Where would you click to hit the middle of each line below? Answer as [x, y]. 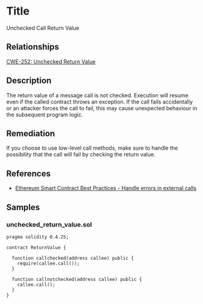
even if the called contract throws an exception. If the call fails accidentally [100, 102]
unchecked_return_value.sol [49, 224]
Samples [23, 207]
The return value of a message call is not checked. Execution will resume [98, 95]
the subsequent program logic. [45, 114]
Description [29, 81]
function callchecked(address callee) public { [73, 258]
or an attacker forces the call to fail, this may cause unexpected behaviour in [102, 108]
